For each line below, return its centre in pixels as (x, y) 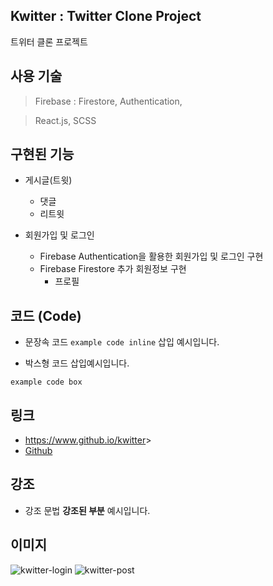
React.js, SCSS (65, 120)
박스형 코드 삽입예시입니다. (77, 363)
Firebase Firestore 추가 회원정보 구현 (113, 269)
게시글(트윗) (48, 180)
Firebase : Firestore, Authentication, (108, 101)
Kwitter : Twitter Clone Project (106, 16)
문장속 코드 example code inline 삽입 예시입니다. (122, 342)
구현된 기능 (42, 154)
